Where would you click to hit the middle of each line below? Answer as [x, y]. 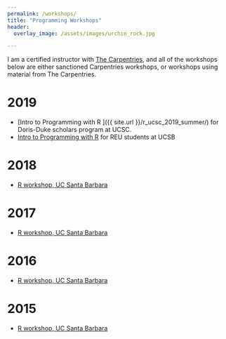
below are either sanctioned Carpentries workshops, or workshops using [113, 67]
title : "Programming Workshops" [54, 20]
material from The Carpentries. [52, 74]
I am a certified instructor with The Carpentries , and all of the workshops [112, 60]
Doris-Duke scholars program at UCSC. [74, 130]
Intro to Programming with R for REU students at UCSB [96, 137]
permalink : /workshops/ [42, 14]
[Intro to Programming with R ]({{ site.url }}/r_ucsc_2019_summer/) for [118, 122]
